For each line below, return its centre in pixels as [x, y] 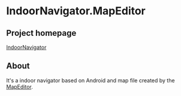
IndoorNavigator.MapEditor [76, 11]
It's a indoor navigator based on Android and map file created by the [90, 80]
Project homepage [41, 33]
